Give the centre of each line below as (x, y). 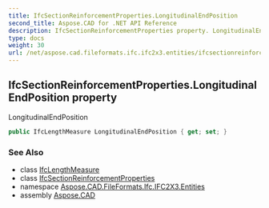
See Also (26, 152)
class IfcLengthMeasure (60, 170)
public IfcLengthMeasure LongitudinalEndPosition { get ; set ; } (118, 132)
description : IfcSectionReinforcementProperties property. (109, 30)
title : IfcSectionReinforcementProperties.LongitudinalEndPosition (123, 16)
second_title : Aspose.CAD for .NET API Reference (93, 23)
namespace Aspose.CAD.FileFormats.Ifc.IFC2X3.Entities (112, 186)
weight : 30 (26, 46)
